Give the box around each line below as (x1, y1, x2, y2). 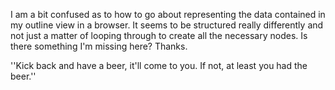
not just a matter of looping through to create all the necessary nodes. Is (10, 30, 308, 41)
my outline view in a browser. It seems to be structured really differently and (10, 19, 324, 31)
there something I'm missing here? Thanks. (10, 40, 188, 52)
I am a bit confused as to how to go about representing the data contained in (10, 9, 326, 20)
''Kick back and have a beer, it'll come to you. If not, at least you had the (10, 60, 308, 71)
